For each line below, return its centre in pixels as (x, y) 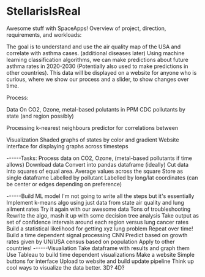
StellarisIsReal (43, 11)
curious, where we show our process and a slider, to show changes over (98, 79)
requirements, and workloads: (44, 34)
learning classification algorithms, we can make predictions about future (97, 59)
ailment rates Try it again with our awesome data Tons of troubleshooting (99, 209)
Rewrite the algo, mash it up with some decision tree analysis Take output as (102, 215)
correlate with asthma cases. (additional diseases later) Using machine (95, 53)
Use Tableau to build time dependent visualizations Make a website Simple (100, 254)
